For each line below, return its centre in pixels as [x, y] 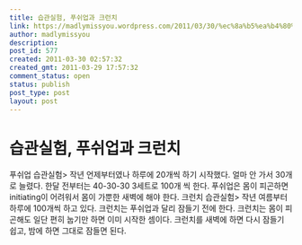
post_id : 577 [34, 51]
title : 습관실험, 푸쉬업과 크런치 [63, 17]
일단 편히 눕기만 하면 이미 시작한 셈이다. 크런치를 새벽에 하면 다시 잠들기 [159, 220]
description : [34, 43]
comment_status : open [50, 76]
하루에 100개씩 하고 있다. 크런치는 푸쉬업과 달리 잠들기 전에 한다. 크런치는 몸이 [146, 208]
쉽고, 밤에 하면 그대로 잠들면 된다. [68, 231]
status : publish [40, 84]
